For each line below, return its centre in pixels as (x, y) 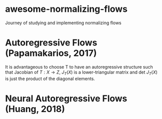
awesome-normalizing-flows (66, 9)
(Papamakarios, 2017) (51, 53)
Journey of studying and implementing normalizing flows (63, 23)
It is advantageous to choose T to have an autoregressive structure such (79, 67)
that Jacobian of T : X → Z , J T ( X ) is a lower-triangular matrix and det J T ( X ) (81, 73)
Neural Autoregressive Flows (66, 99)
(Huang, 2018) (35, 109)
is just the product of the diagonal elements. (50, 79)
